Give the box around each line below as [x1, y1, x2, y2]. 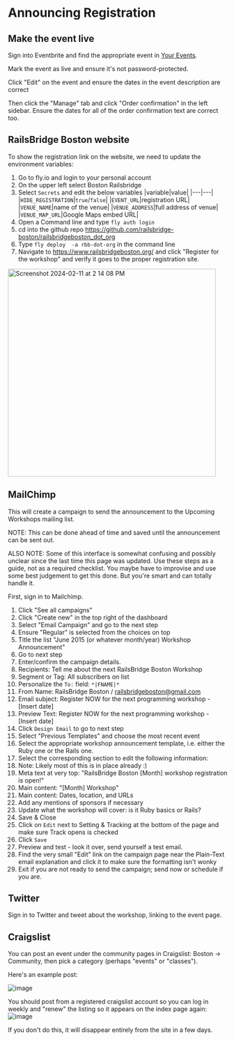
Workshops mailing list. [8, 514, 75, 523]
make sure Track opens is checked [17, 828, 119, 836]
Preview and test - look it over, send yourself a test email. [17, 842, 183, 851]
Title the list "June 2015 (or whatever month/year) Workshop [17, 635, 191, 644]
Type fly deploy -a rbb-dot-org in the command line [17, 240, 175, 248]
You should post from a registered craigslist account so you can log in [8, 998, 209, 1006]
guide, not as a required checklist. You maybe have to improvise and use [8, 564, 217, 572]
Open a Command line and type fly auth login [17, 217, 155, 226]
